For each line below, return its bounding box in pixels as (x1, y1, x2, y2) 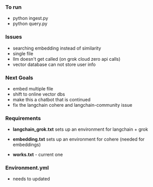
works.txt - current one (12, 152, 63, 158)
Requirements (5, 114, 41, 122)
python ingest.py (12, 15, 48, 21)
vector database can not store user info (12, 61, 96, 67)
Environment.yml (5, 165, 49, 172)
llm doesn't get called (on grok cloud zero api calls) (12, 56, 121, 62)
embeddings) (12, 142, 41, 148)
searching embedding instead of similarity (12, 45, 101, 51)
